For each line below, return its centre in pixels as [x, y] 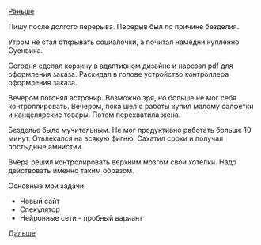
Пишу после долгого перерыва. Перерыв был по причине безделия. [124, 26]
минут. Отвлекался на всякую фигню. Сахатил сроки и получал [116, 138]
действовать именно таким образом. [71, 170]
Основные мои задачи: [47, 186]
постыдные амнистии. [46, 147]
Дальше [22, 233]
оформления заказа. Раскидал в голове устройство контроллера [119, 74]
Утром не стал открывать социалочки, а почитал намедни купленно [124, 42]
